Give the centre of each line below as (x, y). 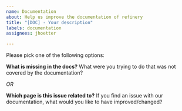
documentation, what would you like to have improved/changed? (84, 102)
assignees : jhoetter (31, 33)
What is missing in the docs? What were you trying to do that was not (91, 67)
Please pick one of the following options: (55, 55)
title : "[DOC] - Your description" (50, 22)
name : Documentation (31, 11)
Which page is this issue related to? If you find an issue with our (85, 96)
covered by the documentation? (45, 73)
